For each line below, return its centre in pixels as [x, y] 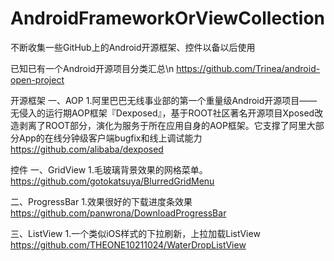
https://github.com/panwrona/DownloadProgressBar [118, 213]
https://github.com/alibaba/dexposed [87, 149]
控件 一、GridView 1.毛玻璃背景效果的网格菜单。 [109, 169]
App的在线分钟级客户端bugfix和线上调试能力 [110, 138]
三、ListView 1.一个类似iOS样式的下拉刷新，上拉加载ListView [135, 233]
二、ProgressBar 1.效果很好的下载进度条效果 [101, 201]
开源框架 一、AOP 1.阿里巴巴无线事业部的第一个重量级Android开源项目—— [164, 100]
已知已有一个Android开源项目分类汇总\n [92, 68]
